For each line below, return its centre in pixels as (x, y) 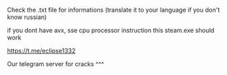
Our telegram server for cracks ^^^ (56, 64)
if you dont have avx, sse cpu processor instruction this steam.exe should (111, 30)
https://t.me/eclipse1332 (41, 51)
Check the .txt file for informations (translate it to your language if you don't (113, 10)
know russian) (27, 17)
